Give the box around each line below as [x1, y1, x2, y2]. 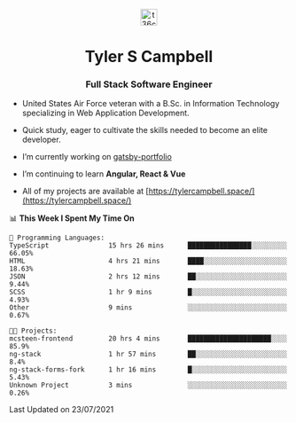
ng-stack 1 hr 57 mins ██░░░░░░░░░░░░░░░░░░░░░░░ [9, 350, 288, 359]
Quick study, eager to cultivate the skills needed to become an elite [21, 125, 269, 136]
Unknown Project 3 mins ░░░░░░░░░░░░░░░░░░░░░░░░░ [9, 381, 288, 390]
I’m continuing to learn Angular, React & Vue [21, 168, 186, 179]
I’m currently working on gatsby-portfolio [21, 152, 173, 162]
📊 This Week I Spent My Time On [9, 213, 135, 223]
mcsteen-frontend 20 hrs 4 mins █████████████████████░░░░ [9, 334, 288, 343]
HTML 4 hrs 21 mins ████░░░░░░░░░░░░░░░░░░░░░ [9, 257, 288, 266]
